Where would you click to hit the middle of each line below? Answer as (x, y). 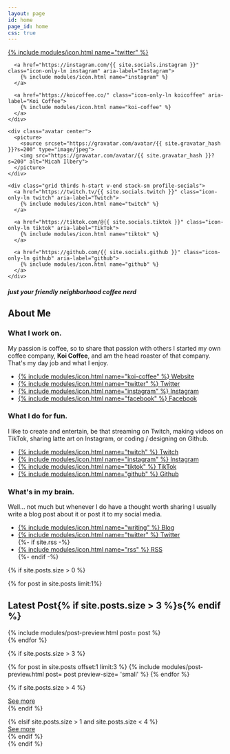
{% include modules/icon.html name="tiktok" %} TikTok (97, 466)
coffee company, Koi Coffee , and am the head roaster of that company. (109, 356)
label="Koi (23, 101)
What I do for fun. (38, 416)
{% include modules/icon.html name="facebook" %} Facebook (107, 398)
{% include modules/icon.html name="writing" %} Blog (96, 528)
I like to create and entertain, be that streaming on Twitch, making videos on (115, 431)
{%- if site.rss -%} (44, 542)
